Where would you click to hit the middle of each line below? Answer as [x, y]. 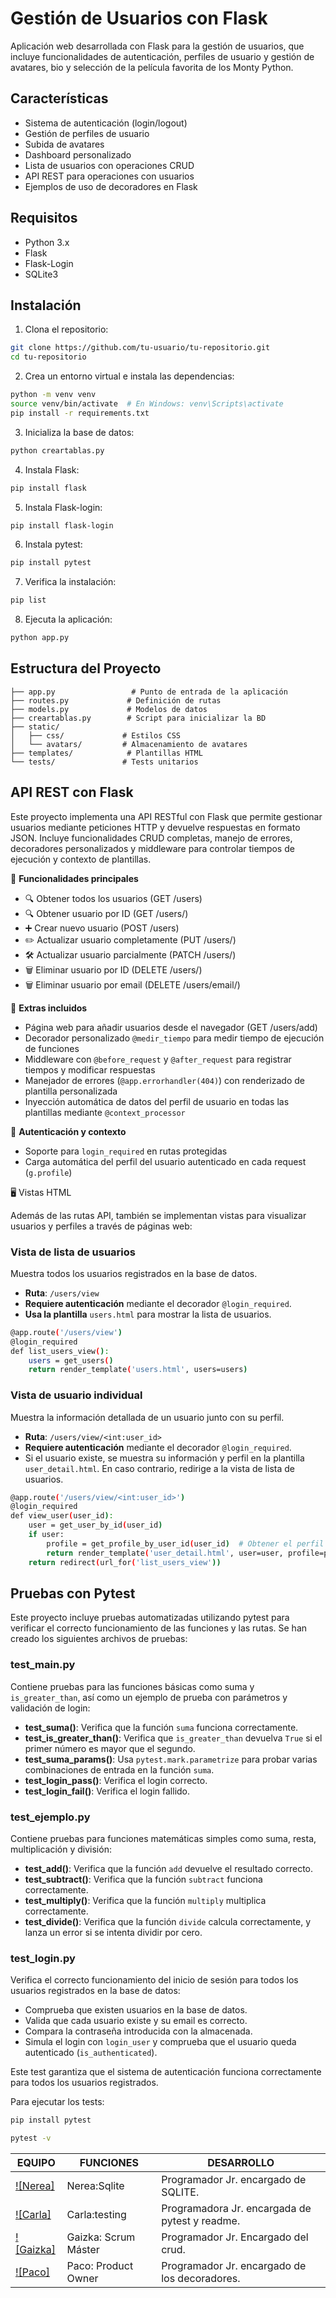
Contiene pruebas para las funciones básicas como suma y [132, 1686]
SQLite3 [41, 274]
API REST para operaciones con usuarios [109, 176]
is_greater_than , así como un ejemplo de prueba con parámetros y [149, 1697]
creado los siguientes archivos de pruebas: [99, 1639]
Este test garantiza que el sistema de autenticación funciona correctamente [166, 2072]
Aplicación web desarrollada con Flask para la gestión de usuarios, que [157, 46]
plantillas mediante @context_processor [105, 1112]
